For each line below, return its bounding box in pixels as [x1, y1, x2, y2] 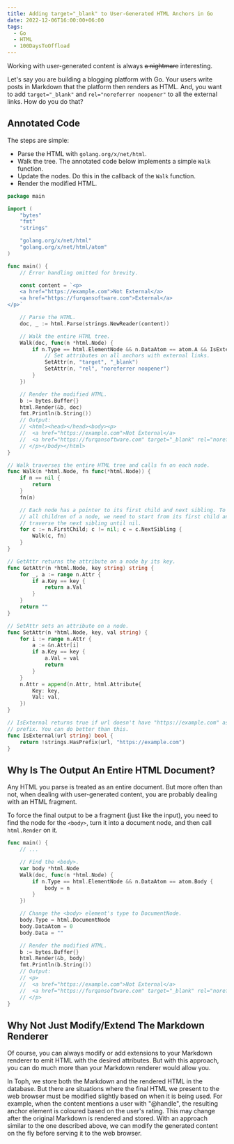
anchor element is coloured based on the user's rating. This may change [7, 1107, 216, 1115]
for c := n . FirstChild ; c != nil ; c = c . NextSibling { [19, 526, 182, 533]
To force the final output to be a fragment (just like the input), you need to [7, 811, 219, 819]
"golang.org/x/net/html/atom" [19, 244, 108, 251]
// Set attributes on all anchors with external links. [44, 353, 210, 360]
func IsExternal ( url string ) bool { [7, 732, 114, 739]
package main [7, 192, 45, 199]
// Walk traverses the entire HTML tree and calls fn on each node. [7, 461, 210, 469]
